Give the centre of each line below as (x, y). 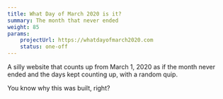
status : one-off (44, 47)
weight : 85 (23, 27)
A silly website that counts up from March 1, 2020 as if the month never (111, 67)
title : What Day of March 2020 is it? (64, 14)
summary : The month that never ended (63, 21)
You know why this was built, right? (59, 88)
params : (19, 34)
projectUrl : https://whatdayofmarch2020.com (87, 40)
